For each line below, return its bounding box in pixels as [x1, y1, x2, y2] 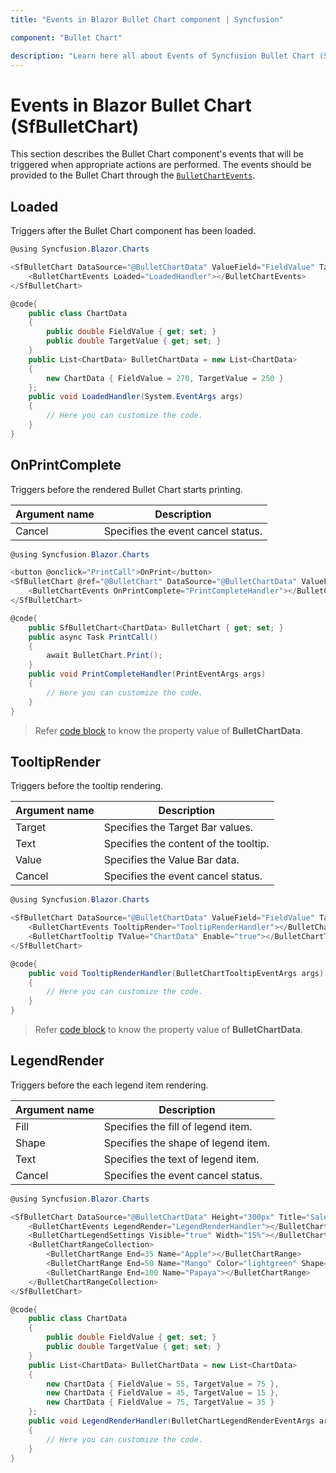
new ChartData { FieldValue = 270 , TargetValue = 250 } [46, 373, 284, 383]
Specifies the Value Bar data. [103, 853, 240, 867]
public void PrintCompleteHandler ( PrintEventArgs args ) [28, 669, 267, 680]
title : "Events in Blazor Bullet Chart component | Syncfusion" [10, 14, 284, 25]
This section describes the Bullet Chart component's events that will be [10, 148, 305, 160]
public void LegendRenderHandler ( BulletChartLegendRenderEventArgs [28, 1416, 315, 1426]
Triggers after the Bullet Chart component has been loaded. [10, 225, 257, 237]
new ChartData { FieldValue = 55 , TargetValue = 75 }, [46, 1379, 280, 1389]
